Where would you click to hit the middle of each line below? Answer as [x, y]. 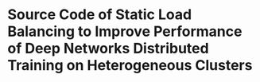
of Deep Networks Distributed [108, 49]
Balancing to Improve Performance [125, 31]
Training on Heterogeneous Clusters [130, 66]
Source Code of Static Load [100, 15]
